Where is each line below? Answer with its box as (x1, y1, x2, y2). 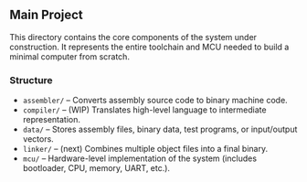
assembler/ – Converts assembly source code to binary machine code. (22, 95, 288, 106)
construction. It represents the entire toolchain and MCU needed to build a (9, 41, 290, 52)
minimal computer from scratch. (9, 50, 131, 62)
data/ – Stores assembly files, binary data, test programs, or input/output (22, 123, 298, 135)
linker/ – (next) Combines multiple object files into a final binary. (22, 144, 268, 155)
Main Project (9, 7, 84, 23)
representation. (22, 114, 80, 125)
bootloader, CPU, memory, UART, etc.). (22, 163, 171, 174)
